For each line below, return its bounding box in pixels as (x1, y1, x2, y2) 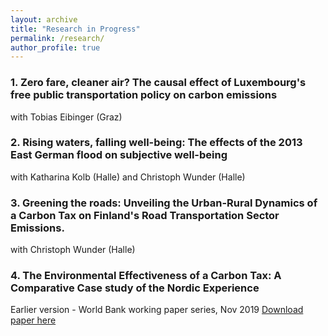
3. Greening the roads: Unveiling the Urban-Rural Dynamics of (10, 196, 318, 210)
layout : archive (10, 14, 78, 25)
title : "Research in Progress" (10, 24, 141, 34)
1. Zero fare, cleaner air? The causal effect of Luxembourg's (10, 76, 307, 90)
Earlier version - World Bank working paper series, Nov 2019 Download (10, 304, 304, 316)
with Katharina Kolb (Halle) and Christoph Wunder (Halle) (10, 171, 246, 183)
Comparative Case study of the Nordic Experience (10, 281, 260, 295)
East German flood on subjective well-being (10, 148, 228, 162)
